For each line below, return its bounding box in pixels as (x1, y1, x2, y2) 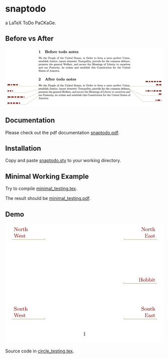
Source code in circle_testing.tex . (5, 348, 74, 354)
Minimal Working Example (5, 172, 89, 181)
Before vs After (5, 34, 54, 43)
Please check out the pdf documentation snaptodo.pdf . (5, 129, 120, 135)
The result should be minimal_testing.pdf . (5, 195, 91, 201)
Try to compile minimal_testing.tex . (5, 185, 77, 192)
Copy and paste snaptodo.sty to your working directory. (5, 158, 121, 164)
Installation (5, 144, 41, 153)
